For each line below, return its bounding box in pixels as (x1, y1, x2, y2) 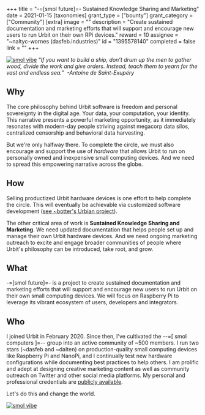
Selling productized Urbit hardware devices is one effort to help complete (6, 194, 192, 201)
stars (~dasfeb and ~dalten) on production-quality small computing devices (6, 346, 198, 353)
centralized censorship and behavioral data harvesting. (6, 129, 146, 136)
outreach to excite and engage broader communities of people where (6, 239, 182, 246)
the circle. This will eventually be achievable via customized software (6, 201, 181, 208)
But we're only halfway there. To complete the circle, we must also (6, 141, 174, 148)
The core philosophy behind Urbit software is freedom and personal (6, 103, 177, 110)
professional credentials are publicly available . (6, 378, 124, 386)
